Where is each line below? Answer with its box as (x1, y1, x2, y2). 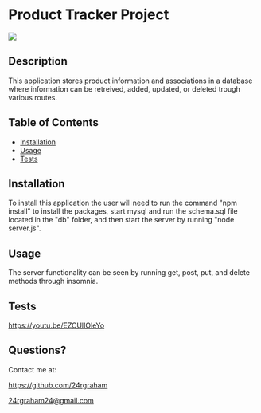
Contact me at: (8, 364, 57, 374)
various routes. (8, 92, 58, 102)
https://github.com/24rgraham (8, 380, 108, 390)
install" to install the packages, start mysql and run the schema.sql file (8, 206, 238, 216)
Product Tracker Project (8, 6, 169, 24)
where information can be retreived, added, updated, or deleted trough (8, 84, 240, 93)
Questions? (8, 344, 67, 357)
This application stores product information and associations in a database (8, 76, 253, 85)
